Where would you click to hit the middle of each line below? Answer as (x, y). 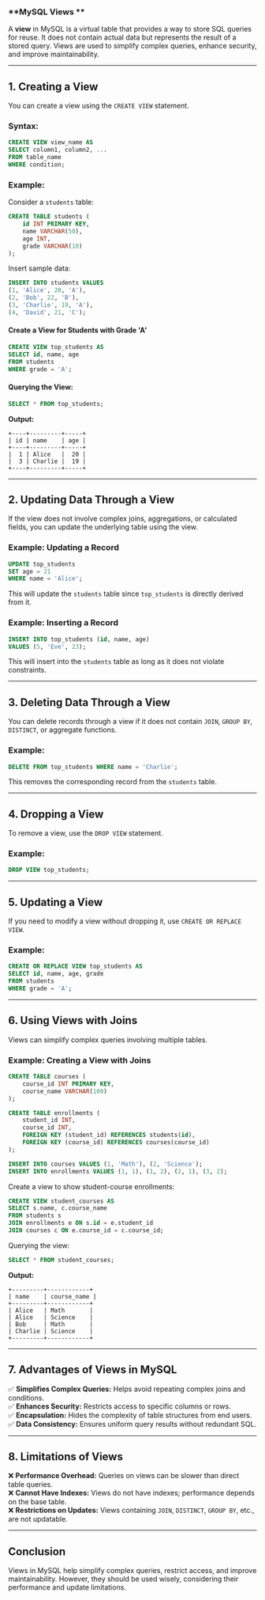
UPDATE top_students (42, 564)
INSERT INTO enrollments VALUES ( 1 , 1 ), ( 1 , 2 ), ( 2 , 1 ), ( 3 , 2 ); (118, 1171)
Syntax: (24, 127)
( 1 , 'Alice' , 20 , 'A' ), (47, 290)
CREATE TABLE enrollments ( (54, 1113)
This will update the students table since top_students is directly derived (126, 594)
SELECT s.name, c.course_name (58, 1208)
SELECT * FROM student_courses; (61, 1260)
